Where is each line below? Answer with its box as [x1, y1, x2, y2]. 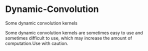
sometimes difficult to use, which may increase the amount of [5, 35, 132, 41]
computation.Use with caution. [5, 40, 68, 46]
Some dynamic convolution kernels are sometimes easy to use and [5, 29, 143, 35]
